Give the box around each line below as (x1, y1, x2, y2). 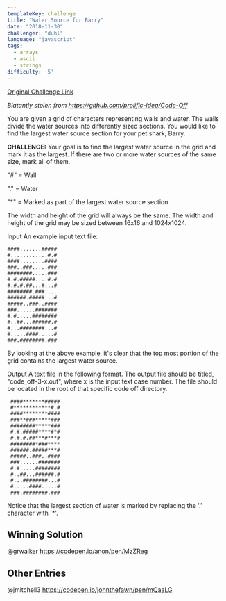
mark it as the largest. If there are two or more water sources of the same (7, 150, 216, 158)
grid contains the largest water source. (7, 356, 118, 365)
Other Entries (7, 567, 67, 579)
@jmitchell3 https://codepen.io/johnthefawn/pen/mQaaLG (7, 586, 173, 594)
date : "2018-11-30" (7, 23, 64, 30)
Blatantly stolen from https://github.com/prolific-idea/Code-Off (7, 101, 189, 109)
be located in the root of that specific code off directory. (7, 384, 168, 393)
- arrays (13, 49, 39, 56)
